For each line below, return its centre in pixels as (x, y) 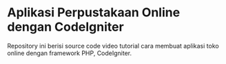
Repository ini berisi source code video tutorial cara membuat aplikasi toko (113, 46)
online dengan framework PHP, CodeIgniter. (70, 53)
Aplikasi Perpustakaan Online (94, 13)
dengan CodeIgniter (65, 27)
